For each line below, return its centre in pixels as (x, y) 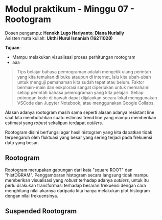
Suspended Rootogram (41, 211)
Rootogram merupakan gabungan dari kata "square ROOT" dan (69, 170)
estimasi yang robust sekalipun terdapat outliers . (54, 123)
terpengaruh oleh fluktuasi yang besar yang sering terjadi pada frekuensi (79, 137)
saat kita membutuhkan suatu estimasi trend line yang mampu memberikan (81, 117)
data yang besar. (22, 142)
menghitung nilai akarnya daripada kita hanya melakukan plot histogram (78, 190)
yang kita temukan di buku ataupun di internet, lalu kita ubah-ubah (84, 77)
